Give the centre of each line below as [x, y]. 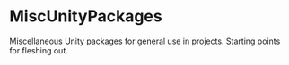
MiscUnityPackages [86, 16]
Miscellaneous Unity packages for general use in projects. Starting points [145, 41]
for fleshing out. [39, 50]
